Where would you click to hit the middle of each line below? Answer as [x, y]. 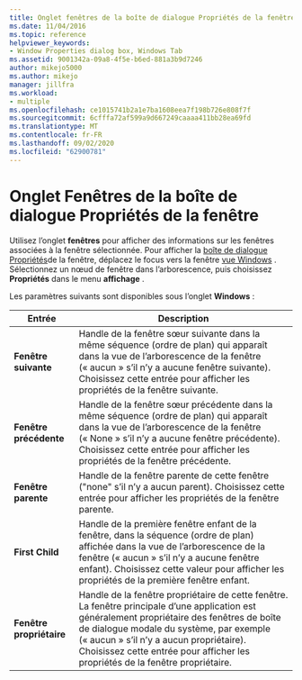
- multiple [30, 101]
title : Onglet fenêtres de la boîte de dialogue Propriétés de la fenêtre [152, 18]
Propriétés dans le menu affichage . [77, 278]
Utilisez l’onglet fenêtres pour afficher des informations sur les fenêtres [142, 240]
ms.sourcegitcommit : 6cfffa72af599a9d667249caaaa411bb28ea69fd [130, 118]
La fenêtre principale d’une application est [167, 606]
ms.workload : [34, 93]
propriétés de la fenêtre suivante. [148, 390]
